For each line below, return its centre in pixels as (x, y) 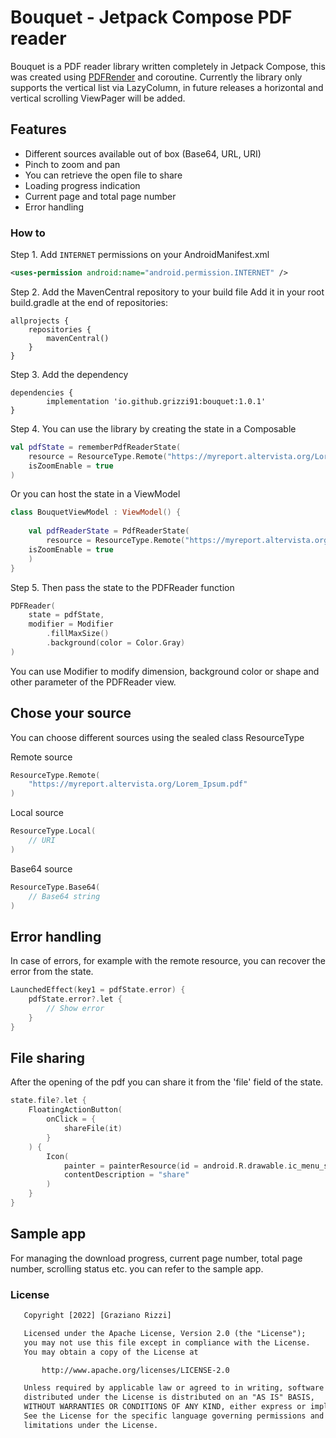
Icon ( (58, 1156)
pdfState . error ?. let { (75, 999)
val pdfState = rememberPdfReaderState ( (96, 447)
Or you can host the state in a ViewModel (95, 494)
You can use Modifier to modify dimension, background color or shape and (165, 671)
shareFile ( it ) (93, 1129)
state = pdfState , (66, 615)
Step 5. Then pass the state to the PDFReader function (122, 587)
